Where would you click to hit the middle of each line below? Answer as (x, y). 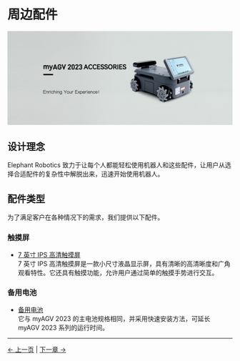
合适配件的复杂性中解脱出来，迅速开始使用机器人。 (89, 174)
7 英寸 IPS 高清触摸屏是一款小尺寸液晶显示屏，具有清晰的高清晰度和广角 (124, 263)
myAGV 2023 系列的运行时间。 (63, 327)
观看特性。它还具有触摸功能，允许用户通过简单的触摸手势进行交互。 (118, 272)
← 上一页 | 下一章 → (37, 349)
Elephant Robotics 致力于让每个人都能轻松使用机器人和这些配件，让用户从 (116, 165)
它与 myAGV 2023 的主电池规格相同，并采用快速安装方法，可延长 (114, 318)
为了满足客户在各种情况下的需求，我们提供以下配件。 (86, 217)
